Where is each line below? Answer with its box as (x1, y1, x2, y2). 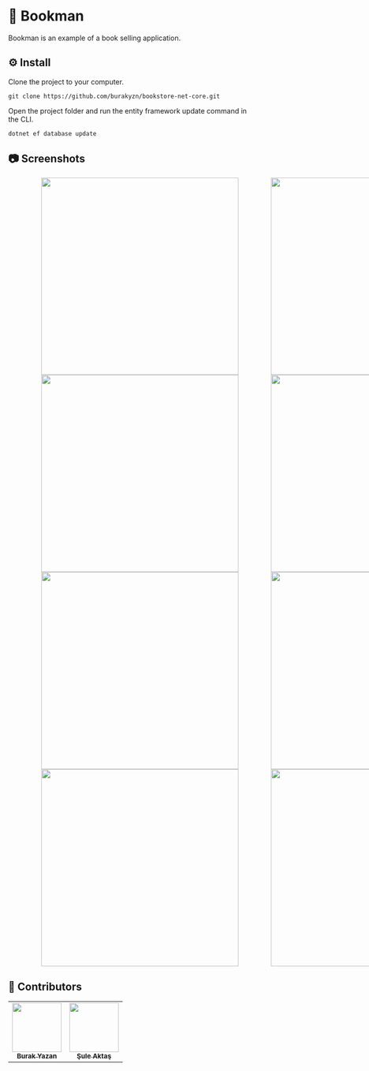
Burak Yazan (17, 1052, 58, 1061)
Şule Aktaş (76, 1052, 112, 1061)
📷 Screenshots (8, 152, 85, 166)
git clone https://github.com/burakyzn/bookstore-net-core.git (8, 92, 221, 100)
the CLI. (8, 114, 34, 124)
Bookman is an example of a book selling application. (8, 33, 181, 43)
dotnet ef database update (8, 129, 97, 137)
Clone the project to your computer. (8, 76, 125, 86)
